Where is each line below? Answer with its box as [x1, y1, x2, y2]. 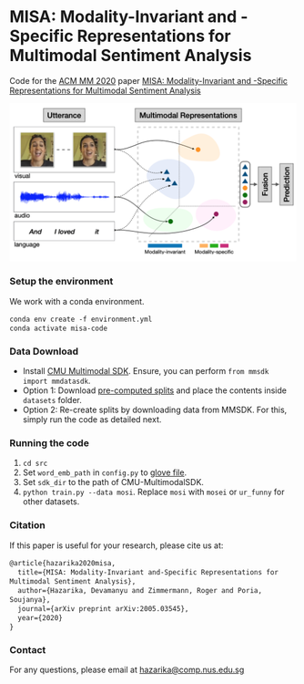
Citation [9, 519, 46, 532]
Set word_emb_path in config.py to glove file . [22, 467, 187, 478]
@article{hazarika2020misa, [9, 558, 117, 567]
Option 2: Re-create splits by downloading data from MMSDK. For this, [22, 404, 288, 416]
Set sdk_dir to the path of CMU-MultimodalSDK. [22, 477, 205, 488]
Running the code [9, 437, 89, 450]
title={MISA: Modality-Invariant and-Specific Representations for [17, 567, 279, 576]
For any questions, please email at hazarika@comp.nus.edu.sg [9, 664, 245, 676]
